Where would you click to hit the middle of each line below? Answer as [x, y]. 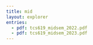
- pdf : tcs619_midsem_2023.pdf [49, 33]
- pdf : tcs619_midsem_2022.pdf [49, 28]
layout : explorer [27, 17]
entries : [17, 22]
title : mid [19, 11]
